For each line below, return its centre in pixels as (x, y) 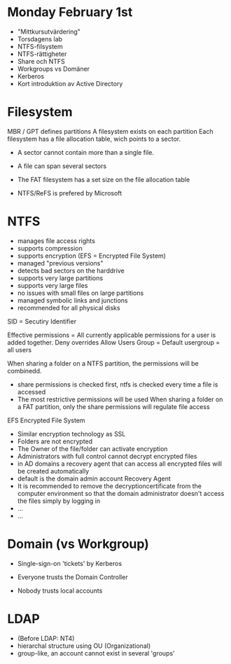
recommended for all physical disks (69, 307)
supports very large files (52, 285)
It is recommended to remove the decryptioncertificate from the (109, 486)
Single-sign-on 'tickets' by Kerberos (70, 563)
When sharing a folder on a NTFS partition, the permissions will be (103, 363)
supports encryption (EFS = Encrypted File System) (92, 256)
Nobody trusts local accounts (60, 590)
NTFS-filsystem (40, 46)
